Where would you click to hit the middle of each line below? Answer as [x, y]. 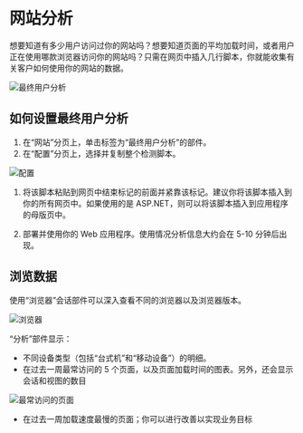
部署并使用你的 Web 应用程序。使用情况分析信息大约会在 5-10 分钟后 [151, 234]
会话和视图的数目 [54, 380]
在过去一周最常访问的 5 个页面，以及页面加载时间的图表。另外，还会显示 [158, 369]
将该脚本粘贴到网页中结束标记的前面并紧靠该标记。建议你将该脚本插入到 [157, 192]
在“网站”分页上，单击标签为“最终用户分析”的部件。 [117, 142]
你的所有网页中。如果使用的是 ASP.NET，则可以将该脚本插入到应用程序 [155, 203]
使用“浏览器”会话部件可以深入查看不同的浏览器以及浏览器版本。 [128, 300]
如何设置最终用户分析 [69, 119]
